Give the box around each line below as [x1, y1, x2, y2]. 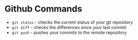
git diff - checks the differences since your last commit [11, 24, 126, 30]
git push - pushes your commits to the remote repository [11, 29, 127, 35]
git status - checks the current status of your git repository [11, 19, 133, 25]
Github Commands [4, 3, 82, 14]
